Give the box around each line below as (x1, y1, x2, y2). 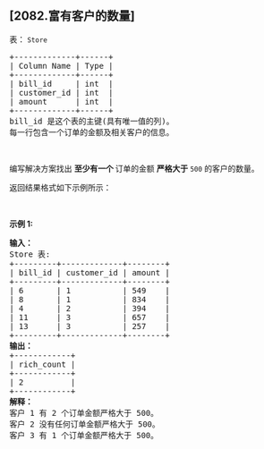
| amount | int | (9, 97, 114, 106)
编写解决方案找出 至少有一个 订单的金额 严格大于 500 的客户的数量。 (9, 163, 260, 174)
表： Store (9, 34, 47, 45)
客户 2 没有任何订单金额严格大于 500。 (9, 419, 161, 429)
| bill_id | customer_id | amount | (9, 267, 170, 277)
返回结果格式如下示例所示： (9, 182, 112, 192)
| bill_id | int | (9, 79, 114, 89)
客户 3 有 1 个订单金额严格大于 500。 (9, 430, 159, 440)
